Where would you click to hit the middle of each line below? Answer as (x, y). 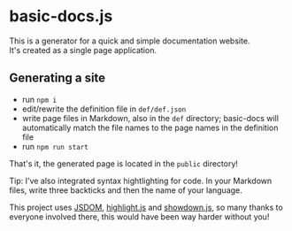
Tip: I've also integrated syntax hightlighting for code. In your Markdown (141, 181)
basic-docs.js (61, 16)
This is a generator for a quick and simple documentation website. (130, 41)
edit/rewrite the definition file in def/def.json (104, 109)
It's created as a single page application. (83, 50)
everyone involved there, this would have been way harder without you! (139, 216)
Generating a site (58, 78)
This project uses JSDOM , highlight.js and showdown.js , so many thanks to (146, 207)
